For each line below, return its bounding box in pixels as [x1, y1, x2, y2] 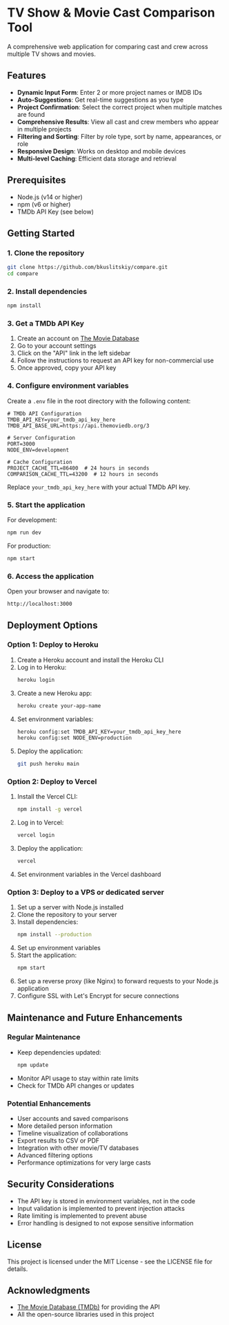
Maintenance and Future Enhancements [7, 1012, 183, 1023]
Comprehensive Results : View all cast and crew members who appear [17, 118, 219, 126]
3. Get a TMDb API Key [7, 319, 85, 328]
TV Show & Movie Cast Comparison [7, 5, 215, 21]
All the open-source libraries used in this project [17, 1310, 155, 1319]
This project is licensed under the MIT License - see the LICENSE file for [7, 1257, 212, 1266]
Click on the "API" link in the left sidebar [17, 349, 131, 358]
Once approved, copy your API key [17, 364, 117, 372]
